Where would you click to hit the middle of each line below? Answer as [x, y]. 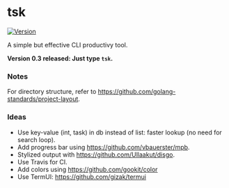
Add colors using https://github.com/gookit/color [87, 169]
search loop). [36, 139]
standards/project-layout [43, 99]
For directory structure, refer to [52, 92]
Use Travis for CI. [42, 162]
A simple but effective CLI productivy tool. [68, 45]
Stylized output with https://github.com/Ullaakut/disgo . [96, 155]
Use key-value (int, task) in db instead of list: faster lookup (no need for [120, 132]
